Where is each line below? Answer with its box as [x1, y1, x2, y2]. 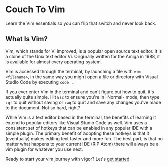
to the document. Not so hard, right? [5, 104, 80, 111]
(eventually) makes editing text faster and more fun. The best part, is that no [5, 135, 163, 141]
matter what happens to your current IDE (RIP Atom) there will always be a [5, 141, 159, 147]
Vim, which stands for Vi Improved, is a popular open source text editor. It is [5, 48, 162, 54]
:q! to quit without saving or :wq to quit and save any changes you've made [5, 99, 162, 105]
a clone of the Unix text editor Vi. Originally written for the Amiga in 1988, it [5, 53, 160, 59]
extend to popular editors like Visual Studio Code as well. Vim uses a [5, 119, 147, 126]
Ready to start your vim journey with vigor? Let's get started [5, 156, 130, 162]
